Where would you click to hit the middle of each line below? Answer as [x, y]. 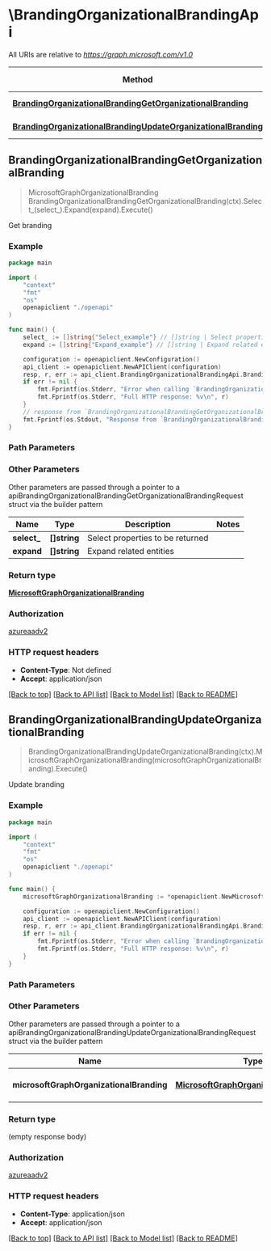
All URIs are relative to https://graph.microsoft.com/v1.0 [101, 54]
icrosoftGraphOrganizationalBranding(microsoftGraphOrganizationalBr [145, 760]
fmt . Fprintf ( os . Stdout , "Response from [90, 419]
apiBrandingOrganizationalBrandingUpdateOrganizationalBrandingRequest [132, 1032]
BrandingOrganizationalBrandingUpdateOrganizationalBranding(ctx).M [145, 752]
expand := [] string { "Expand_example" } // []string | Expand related [140, 344]
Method [138, 79]
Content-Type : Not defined [65, 670]
